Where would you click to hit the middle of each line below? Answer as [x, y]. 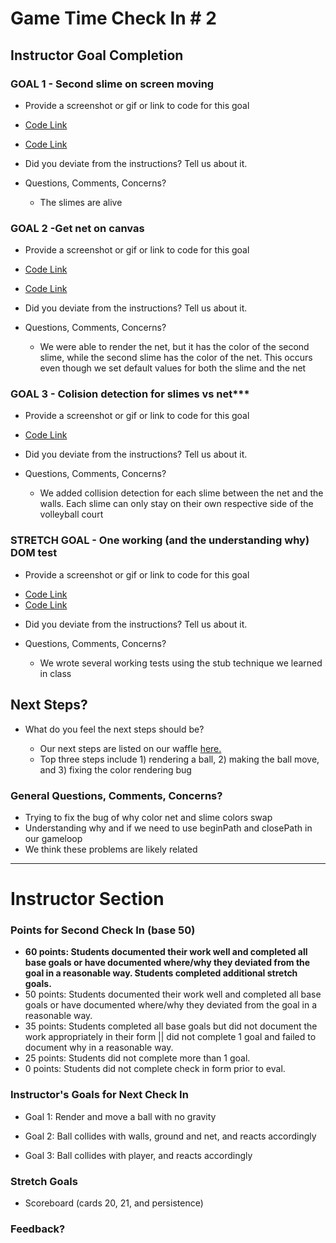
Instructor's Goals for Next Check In [99, 1095]
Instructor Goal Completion [97, 55]
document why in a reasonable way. [99, 1048]
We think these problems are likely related [111, 849]
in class [55, 673]
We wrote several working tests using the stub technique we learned [181, 663]
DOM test [34, 553]
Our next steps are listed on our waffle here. [130, 748]
